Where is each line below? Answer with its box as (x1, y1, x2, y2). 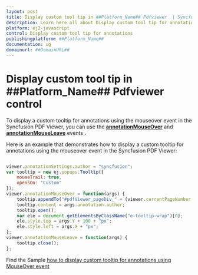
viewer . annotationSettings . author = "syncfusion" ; (6, 163, 133, 170)
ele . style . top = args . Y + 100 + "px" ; (16, 218, 112, 224)
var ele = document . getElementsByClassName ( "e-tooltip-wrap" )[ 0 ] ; (16, 213, 183, 218)
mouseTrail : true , (16, 174, 62, 180)
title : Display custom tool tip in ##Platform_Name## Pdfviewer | (6, 14, 176, 20)
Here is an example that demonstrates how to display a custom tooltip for (6, 141, 184, 148)
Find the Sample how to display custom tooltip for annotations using (6, 256, 171, 263)
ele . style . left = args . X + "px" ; (16, 224, 99, 230)
